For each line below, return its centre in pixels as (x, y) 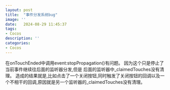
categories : (18, 43)
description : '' (22, 39)
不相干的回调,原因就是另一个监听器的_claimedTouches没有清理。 (77, 82)
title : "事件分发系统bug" (31, 15)
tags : (11, 29)
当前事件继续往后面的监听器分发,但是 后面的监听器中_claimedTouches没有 (82, 69)
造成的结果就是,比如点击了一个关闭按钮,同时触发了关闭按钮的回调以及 (88, 76)
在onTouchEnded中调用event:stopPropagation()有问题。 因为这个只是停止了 (85, 63)
